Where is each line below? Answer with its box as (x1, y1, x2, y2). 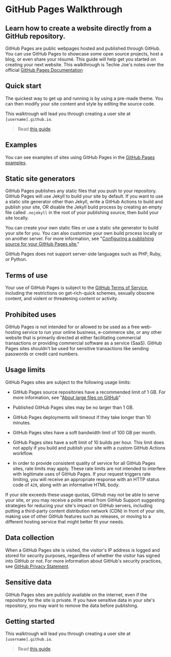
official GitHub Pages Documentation (5, 67, 83, 73)
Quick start (5, 82, 42, 90)
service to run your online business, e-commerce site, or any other (22, 329, 162, 335)
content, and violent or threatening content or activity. (5, 296, 119, 302)
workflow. (12, 450, 34, 456)
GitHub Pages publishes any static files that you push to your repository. (5, 188, 157, 194)
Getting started (5, 617, 55, 625)
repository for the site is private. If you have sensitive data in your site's (5, 597, 155, 603)
